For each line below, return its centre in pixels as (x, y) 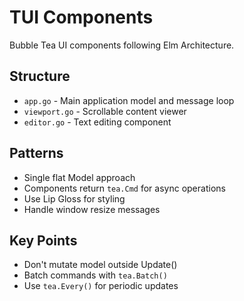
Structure (40, 76)
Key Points (43, 240)
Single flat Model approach (79, 177)
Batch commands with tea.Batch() (95, 275)
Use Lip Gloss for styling (74, 198)
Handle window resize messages (92, 209)
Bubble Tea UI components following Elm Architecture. (122, 45)
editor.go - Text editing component (97, 122)
